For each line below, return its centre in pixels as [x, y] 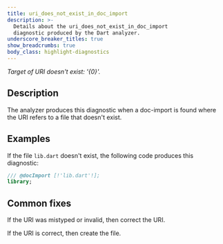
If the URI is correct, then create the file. [64, 233]
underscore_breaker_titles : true [55, 39]
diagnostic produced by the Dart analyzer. [77, 33]
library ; [20, 182]
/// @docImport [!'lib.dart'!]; [54, 175]
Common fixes [39, 203]
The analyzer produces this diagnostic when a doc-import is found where [111, 110]
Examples [29, 139]
